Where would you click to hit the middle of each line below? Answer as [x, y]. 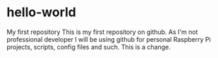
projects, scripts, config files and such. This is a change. [89, 47]
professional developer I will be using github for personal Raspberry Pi [109, 39]
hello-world [42, 12]
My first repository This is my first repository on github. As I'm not [102, 32]
